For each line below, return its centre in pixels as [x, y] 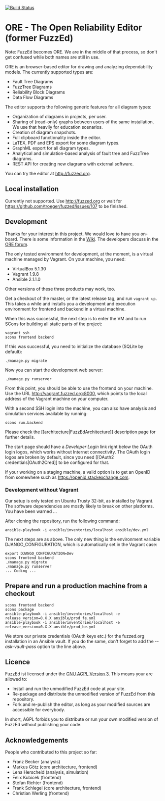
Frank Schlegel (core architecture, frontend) [57, 788]
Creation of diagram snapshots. [44, 132]
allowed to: [16, 679]
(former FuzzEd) [39, 38]
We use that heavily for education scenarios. [57, 127]
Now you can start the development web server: [54, 370]
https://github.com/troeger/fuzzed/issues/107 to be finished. [66, 206]
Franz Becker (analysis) [36, 762]
